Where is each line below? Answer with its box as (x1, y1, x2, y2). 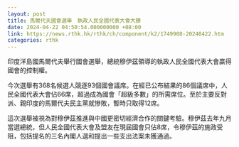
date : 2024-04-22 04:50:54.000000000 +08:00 (7, 23, 142, 31)
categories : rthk (7, 37, 59, 44)
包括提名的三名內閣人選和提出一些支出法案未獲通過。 (19, 132, 176, 141)
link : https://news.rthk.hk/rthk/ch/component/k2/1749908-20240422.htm (7, 30, 224, 38)
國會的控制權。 (7, 66, 51, 75)
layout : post (7, 10, 46, 18)
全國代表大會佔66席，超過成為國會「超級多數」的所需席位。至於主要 (13, 90, 215, 99)
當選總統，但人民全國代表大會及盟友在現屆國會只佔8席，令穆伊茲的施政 (7, 123, 217, 131)
